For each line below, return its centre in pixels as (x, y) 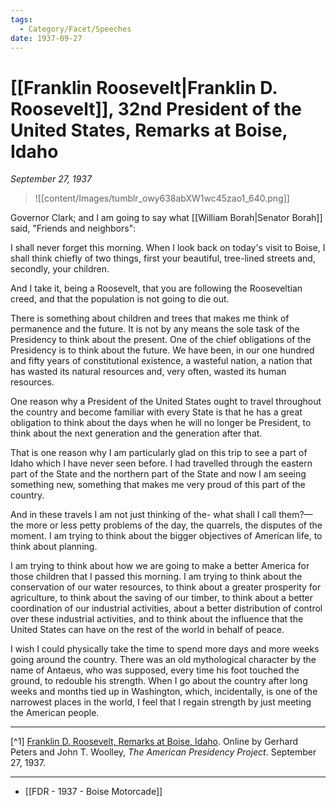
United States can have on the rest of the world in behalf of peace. (147, 630)
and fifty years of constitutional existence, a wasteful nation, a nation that (161, 361)
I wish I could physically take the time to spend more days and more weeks (165, 649)
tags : (21, 19)
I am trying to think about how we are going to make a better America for (160, 566)
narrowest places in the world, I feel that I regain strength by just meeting (161, 702)
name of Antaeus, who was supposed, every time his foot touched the (155, 670)
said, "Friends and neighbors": (73, 228)
